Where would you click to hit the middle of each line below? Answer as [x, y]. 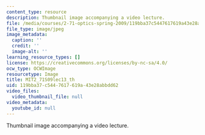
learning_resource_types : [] [43, 57]
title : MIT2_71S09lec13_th [41, 80]
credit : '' [26, 46]
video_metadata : [27, 102]
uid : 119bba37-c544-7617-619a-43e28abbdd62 [63, 86]
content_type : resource [37, 12]
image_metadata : [27, 35]
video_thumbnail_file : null [48, 97]
